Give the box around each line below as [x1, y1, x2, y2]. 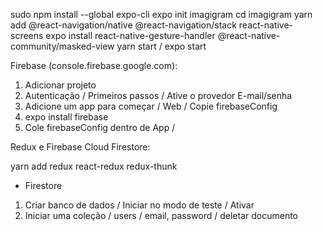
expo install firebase [24, 111, 109, 123]
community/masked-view [10, 40, 115, 52]
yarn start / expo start [116, 40, 207, 52]
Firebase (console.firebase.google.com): [10, 60, 178, 71]
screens [10, 30, 44, 41]
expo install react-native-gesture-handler [45, 30, 216, 41]
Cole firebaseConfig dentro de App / [24, 122, 176, 133]
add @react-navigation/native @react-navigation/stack [10, 19, 237, 31]
